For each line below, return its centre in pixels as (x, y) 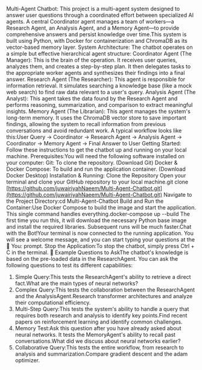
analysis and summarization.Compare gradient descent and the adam (101, 354)
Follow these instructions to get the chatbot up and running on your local (96, 150)
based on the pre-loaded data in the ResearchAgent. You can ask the (92, 259)
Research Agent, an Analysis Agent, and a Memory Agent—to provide (93, 28)
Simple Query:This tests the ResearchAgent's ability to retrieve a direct (103, 277)
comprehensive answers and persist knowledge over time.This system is (96, 34)
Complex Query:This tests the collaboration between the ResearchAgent (105, 290)
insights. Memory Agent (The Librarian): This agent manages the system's (99, 111)
